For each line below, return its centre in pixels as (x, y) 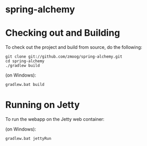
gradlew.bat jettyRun (28, 139)
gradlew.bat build (25, 85)
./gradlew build (23, 66)
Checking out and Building (63, 33)
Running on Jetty (43, 105)
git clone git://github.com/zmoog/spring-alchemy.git (64, 57)
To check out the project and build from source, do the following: (74, 47)
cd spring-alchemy (25, 61)
